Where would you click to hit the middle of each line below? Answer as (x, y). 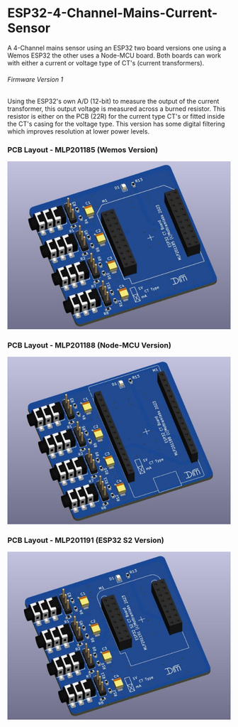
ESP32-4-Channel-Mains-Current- (113, 13)
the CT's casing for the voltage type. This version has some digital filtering (116, 124)
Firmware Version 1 (35, 79)
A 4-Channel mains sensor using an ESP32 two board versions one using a (117, 48)
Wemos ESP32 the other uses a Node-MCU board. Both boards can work (114, 55)
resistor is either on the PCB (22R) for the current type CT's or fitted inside (116, 117)
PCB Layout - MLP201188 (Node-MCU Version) (89, 345)
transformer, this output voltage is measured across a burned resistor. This (117, 109)
